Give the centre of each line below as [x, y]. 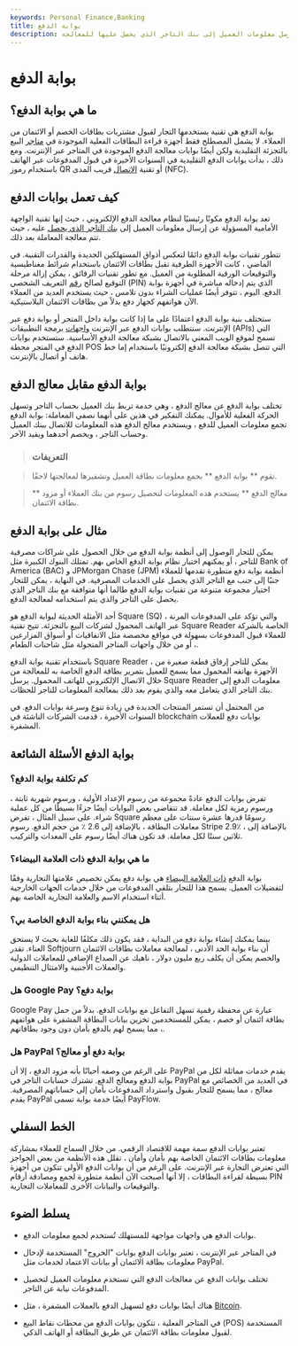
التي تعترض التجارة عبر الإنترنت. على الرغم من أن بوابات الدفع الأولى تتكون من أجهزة [149, 1167]
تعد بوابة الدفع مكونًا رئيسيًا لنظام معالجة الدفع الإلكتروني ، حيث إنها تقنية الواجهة [140, 219]
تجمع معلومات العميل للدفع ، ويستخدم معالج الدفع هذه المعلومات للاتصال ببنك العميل [149, 424]
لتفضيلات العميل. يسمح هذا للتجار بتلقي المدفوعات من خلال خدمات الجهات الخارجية [147, 888]
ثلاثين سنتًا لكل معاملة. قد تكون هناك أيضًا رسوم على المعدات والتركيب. [126, 836]
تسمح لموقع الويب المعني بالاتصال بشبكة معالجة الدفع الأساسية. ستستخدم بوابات [143, 338]
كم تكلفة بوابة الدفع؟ [49, 779]
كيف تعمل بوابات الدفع [65, 197]
